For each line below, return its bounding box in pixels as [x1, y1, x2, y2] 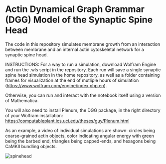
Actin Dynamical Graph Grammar [5, 3, 145, 15]
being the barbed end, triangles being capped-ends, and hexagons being [5, 138, 156, 144]
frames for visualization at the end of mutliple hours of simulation [5, 77, 139, 83]
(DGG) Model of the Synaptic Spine [5, 14, 153, 25]
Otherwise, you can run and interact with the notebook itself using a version [5, 92, 161, 98]
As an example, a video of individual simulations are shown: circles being [5, 127, 156, 133]
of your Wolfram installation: [5, 112, 63, 118]
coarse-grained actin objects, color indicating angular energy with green [5, 133, 155, 139]
